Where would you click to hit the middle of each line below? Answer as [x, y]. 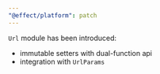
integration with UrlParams [62, 61]
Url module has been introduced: [63, 38]
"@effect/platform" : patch [53, 15]
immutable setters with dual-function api [86, 53]
